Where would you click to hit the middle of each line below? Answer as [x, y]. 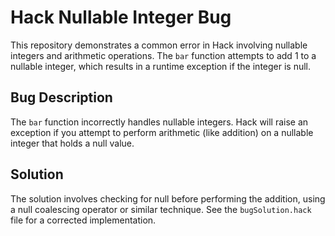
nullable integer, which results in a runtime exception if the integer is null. [161, 66]
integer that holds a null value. [72, 143]
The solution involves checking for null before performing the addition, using [168, 198]
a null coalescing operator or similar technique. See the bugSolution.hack [161, 209]
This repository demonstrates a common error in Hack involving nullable [159, 45]
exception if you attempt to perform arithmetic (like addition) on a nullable [162, 132]
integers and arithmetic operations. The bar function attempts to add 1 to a [163, 55]
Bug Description [61, 97]
